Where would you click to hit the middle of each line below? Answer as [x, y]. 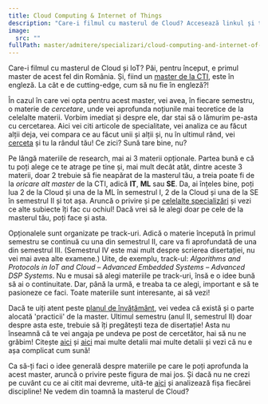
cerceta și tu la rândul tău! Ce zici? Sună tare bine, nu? [98, 143]
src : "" [28, 38]
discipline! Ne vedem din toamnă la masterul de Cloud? [99, 391]
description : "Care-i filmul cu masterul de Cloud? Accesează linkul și [132, 23]
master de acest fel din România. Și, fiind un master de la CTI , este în [121, 77]
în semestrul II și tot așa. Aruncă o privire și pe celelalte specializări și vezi [130, 201]
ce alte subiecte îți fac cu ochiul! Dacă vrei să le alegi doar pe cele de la [126, 209]
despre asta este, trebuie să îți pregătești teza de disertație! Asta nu [119, 325]
